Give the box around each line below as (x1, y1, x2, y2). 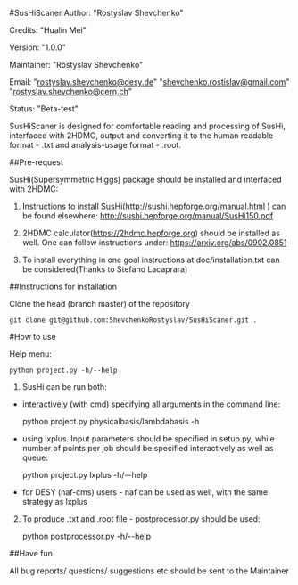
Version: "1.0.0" (9, 42, 67, 53)
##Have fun (9, 548, 54, 558)
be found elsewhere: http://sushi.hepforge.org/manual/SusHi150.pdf (21, 210, 274, 221)
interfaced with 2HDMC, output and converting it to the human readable (9, 130, 274, 141)
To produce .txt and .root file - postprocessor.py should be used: (21, 514, 261, 524)
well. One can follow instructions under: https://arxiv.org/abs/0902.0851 (21, 237, 287, 248)
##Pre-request (9, 157, 64, 168)
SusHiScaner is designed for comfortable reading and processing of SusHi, (9, 120, 286, 131)
